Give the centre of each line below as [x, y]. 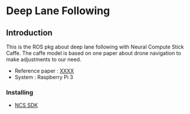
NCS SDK [26, 105]
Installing [20, 92]
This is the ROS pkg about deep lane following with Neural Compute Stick [95, 47]
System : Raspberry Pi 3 [44, 77]
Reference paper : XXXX [44, 71]
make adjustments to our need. [44, 59]
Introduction [29, 33]
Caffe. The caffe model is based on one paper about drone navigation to [94, 53]
